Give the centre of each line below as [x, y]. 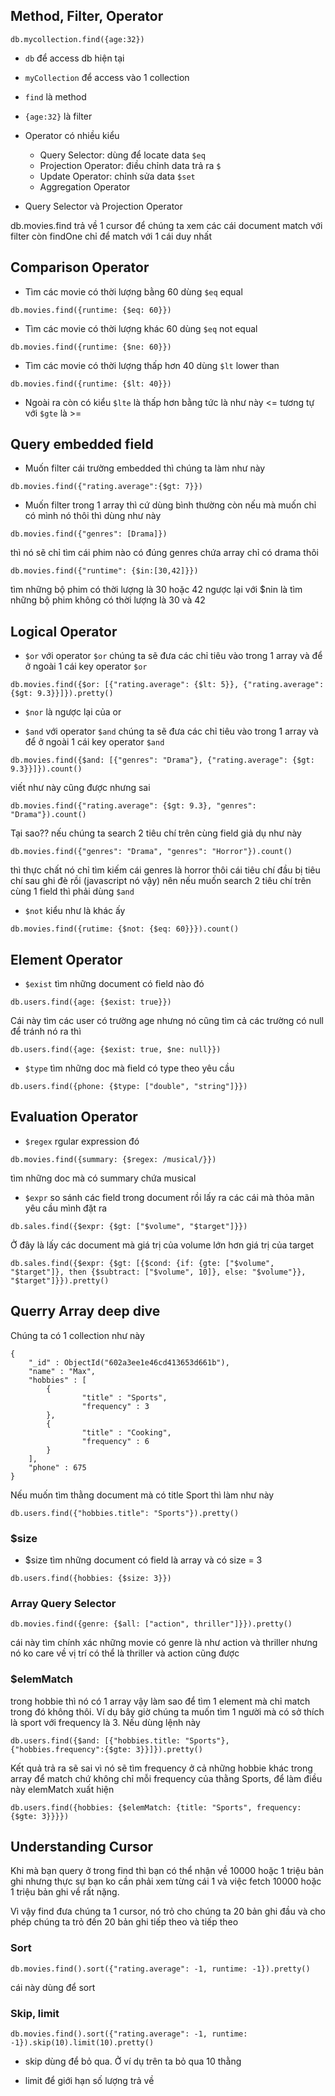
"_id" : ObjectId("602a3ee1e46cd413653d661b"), [129, 1362]
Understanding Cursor [82, 1846]
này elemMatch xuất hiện [62, 1789]
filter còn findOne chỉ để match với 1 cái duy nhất [111, 236]
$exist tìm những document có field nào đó [114, 984]
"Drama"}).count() [48, 815]
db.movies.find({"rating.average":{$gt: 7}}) [106, 487]
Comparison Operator [80, 267]
